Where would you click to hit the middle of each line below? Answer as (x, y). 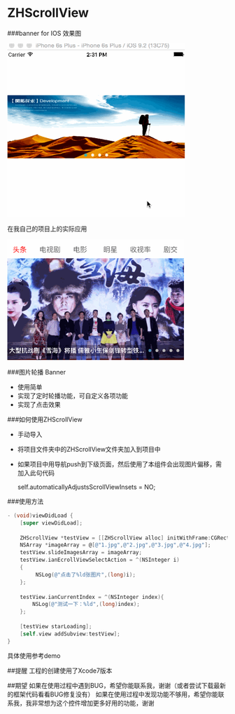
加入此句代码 (36, 473)
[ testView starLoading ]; (56, 627)
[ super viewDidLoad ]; (51, 523)
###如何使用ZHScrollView (45, 419)
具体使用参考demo (34, 655)
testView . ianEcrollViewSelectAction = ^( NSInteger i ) (100, 560)
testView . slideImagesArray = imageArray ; (81, 553)
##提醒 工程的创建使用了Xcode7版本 (60, 671)
